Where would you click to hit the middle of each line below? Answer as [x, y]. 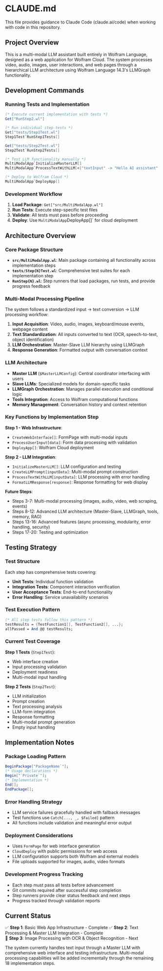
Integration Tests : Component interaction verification [66, 587]
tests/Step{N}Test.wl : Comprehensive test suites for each [71, 270]
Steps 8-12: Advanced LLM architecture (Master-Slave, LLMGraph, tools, [85, 511]
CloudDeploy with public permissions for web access [65, 851]
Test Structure [22, 561]
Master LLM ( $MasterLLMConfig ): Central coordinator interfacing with [81, 373]
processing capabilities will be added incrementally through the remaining [79, 958]
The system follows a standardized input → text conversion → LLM [72, 309]
